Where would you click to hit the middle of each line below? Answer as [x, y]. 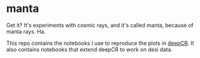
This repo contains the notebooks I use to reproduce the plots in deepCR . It [100, 43]
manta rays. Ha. [26, 31]
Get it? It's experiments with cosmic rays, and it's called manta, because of [100, 25]
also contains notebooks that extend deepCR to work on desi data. [89, 49]
